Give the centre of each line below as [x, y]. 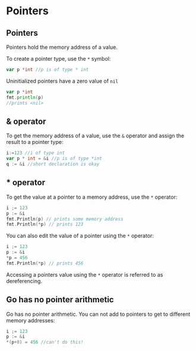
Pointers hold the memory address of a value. [62, 47]
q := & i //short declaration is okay [53, 164]
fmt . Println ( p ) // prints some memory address [65, 219]
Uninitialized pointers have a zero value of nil [62, 81]
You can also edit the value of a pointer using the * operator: [80, 236]
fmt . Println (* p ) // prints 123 [45, 224]
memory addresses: [31, 320]
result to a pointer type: [35, 142]
